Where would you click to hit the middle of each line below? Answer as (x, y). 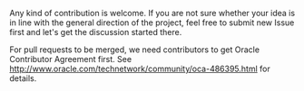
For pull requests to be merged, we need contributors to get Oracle (135, 50)
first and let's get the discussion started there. (96, 32)
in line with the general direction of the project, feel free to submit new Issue (152, 23)
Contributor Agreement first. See (71, 59)
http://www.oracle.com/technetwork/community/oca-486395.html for (140, 68)
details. (23, 78)
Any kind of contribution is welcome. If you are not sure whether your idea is (152, 13)
